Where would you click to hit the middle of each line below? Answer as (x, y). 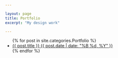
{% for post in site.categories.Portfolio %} (54, 41)
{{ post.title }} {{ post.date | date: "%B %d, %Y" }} (62, 46)
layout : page (18, 14)
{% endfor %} (26, 51)
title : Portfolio (23, 18)
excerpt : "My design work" (32, 23)
